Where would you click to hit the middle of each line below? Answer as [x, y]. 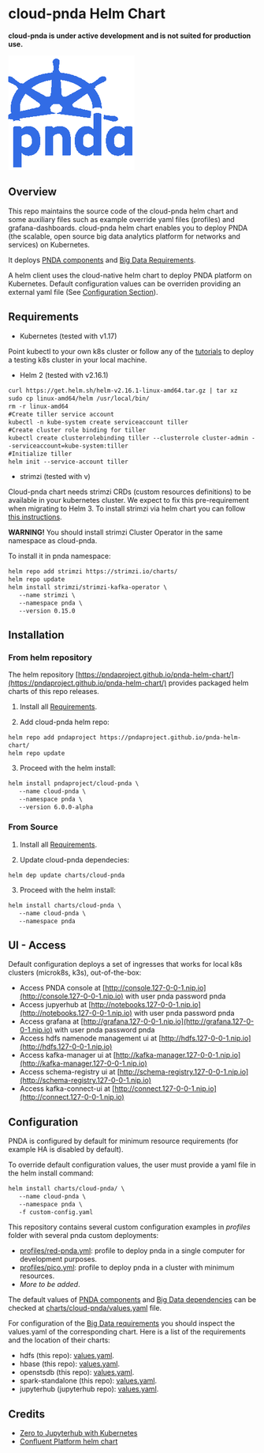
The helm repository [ [43, 675]
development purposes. [58, 1259]
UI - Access [37, 945]
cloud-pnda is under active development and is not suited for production [130, 36]
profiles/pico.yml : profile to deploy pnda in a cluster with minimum [127, 1268]
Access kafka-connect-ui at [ [67, 1089]
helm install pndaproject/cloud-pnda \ [74, 783]
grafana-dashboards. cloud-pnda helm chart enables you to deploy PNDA [128, 228]
